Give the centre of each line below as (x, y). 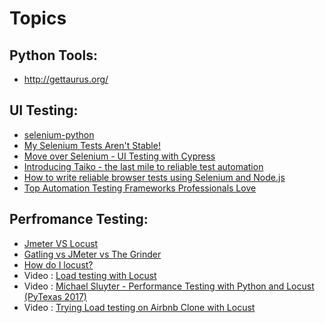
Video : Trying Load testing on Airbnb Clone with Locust (139, 307)
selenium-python (59, 134)
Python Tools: (53, 55)
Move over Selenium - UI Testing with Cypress (119, 156)
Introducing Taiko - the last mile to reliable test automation (143, 166)
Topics (38, 18)
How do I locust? (58, 264)
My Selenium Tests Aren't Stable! (92, 145)
